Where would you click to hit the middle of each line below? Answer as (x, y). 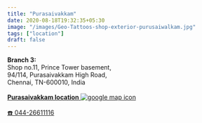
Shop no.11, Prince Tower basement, (60, 67)
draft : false (26, 40)
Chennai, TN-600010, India (46, 82)
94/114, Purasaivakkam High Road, (57, 75)
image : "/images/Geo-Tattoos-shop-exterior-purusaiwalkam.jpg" (102, 27)
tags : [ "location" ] (36, 33)
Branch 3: (22, 60)
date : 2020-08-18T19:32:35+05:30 (56, 20)
